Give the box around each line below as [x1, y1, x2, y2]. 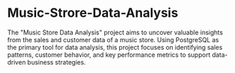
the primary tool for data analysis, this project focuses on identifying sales [7, 43, 223, 51]
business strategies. [27, 58, 86, 66]
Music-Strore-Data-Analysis [7, 5, 179, 21]
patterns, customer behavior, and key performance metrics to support [7, 51, 210, 59]
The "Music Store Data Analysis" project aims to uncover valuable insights [7, 28, 224, 36]
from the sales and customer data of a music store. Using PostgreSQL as [7, 35, 219, 44]
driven [7, 58, 26, 66]
